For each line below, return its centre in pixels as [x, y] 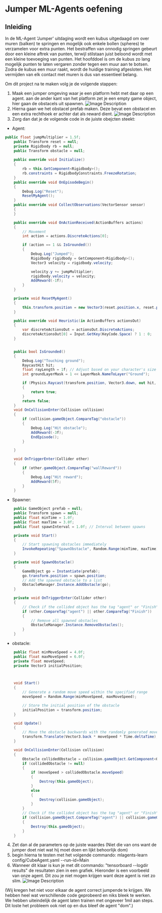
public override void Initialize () [49, 160]
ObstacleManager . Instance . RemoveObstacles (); [77, 625]
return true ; [44, 392]
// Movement [34, 232]
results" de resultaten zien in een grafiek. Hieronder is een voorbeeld [81, 870]
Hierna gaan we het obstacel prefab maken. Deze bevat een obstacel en [84, 109]
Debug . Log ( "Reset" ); [43, 191]
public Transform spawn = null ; [46, 513]
